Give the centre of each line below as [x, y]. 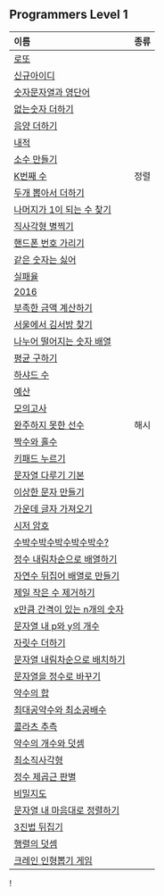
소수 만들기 [36, 159]
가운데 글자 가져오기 [53, 508]
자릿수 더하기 [40, 642]
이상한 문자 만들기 [49, 492]
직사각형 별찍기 [44, 226]
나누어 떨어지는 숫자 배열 [62, 341]
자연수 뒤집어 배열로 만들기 [67, 575]
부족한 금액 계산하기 [53, 307]
